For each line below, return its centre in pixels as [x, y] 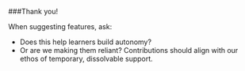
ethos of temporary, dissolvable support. [86, 59]
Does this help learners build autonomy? [86, 42]
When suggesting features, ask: [60, 26]
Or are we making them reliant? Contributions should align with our [129, 50]
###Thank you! [33, 11]
